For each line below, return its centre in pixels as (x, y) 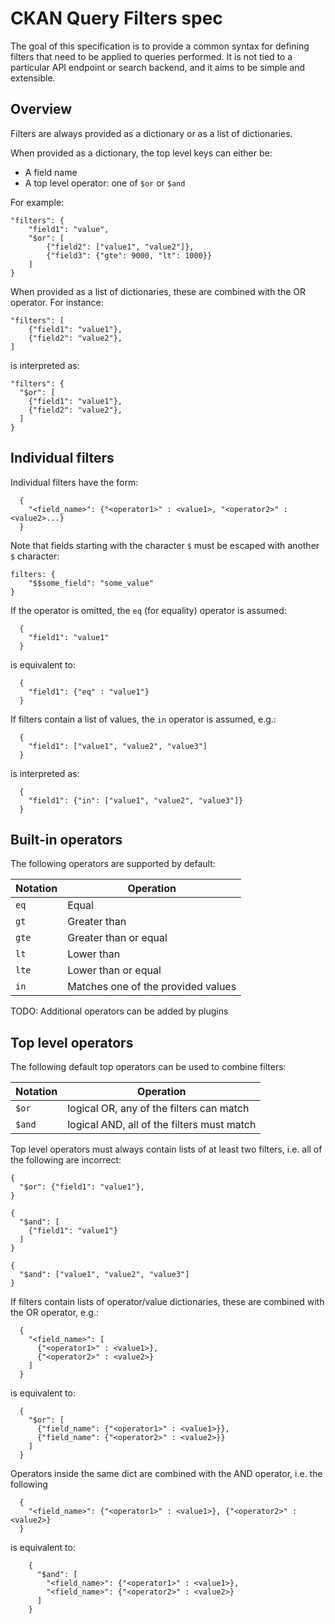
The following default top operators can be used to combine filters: (148, 1067)
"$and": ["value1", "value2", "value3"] (104, 1275)
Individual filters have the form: (74, 482)
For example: (37, 202)
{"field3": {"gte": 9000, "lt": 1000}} (129, 255)
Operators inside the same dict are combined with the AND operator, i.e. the (166, 1474)
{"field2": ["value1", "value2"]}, (120, 247)
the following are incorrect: (66, 1160)
